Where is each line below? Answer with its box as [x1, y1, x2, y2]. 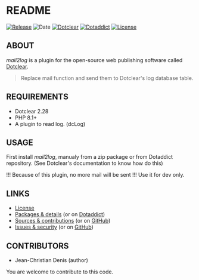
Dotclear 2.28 [14, 107, 49, 115]
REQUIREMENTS [6, 92, 69, 102]
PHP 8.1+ [14, 114, 38, 121]
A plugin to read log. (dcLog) [14, 120, 86, 127]
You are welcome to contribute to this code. [6, 268, 114, 275]
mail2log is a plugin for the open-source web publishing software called [6, 56, 183, 63]
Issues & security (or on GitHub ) [14, 223, 94, 230]
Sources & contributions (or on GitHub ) [14, 217, 111, 224]
